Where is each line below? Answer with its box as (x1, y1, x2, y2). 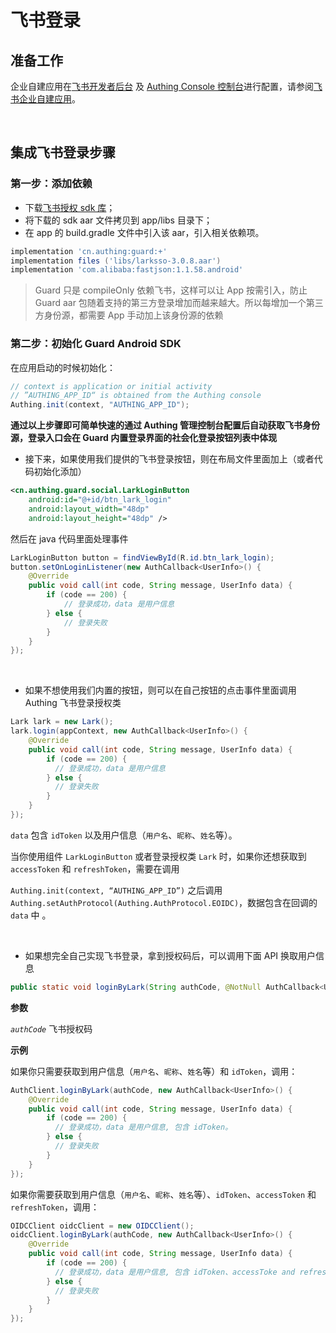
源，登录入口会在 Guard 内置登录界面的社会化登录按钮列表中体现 (10, 432, 278, 444)
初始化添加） (33, 466, 87, 478)
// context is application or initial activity (10, 381, 213, 391)
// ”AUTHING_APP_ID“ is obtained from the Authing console (10, 391, 262, 401)
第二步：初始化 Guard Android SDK (10, 337, 182, 351)
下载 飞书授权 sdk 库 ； (24, 201, 116, 213)
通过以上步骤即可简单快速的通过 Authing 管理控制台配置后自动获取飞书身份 (10, 419, 321, 431)
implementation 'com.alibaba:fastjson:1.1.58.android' (10, 265, 244, 275)
